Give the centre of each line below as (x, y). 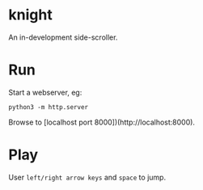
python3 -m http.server (49, 107)
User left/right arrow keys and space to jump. (87, 177)
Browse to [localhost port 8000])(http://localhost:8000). (102, 122)
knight (30, 15)
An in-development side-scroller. (63, 37)
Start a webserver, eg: (45, 92)
